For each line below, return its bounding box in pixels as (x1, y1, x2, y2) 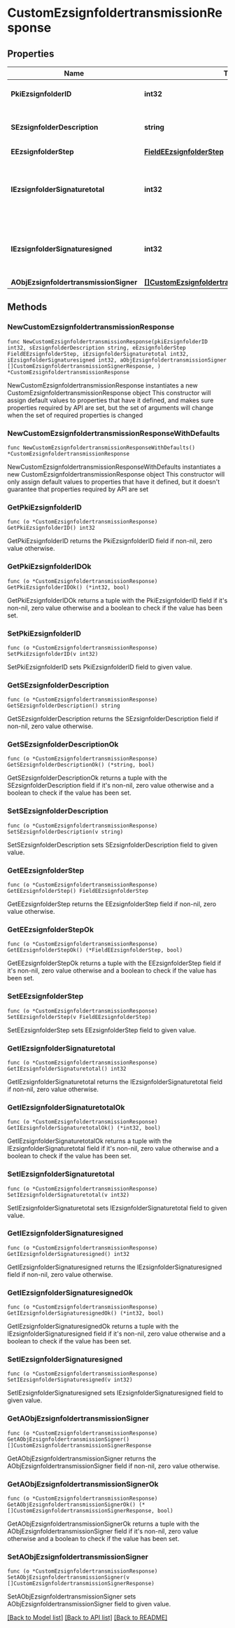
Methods (7, 301, 48, 313)
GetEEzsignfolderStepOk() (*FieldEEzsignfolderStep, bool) (7, 947, 183, 954)
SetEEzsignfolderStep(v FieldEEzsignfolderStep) (7, 1013, 152, 1020)
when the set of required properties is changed (7, 411, 143, 419)
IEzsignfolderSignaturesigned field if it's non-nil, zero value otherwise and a (7, 1329, 226, 1338)
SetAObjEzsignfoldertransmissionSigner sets (7, 1592, 136, 1601)
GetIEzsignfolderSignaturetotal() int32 (7, 1065, 127, 1072)
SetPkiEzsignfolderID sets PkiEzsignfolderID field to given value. (7, 662, 192, 671)
